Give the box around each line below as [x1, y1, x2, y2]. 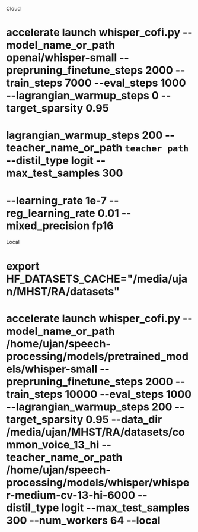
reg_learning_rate [6, 206, 96, 220]
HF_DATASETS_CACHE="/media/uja [6, 272, 188, 286]
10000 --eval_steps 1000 [65, 387, 191, 401]
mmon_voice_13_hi [6, 438, 100, 451]
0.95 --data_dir [85, 413, 162, 426]
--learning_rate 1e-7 [6, 194, 107, 207]
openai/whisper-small [6, 51, 117, 65]
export [6, 259, 40, 273]
